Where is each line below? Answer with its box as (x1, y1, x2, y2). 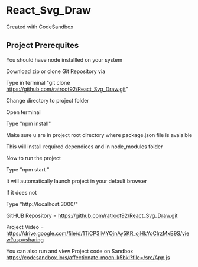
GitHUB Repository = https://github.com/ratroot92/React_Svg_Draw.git (6, 212, 178, 219)
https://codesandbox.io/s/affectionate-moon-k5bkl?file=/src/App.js (6, 253, 170, 261)
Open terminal (6, 108, 41, 116)
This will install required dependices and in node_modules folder (6, 143, 163, 150)
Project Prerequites (6, 40, 79, 50)
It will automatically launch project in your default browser (6, 177, 147, 185)
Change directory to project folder (6, 97, 90, 104)
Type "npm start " (6, 166, 50, 173)
